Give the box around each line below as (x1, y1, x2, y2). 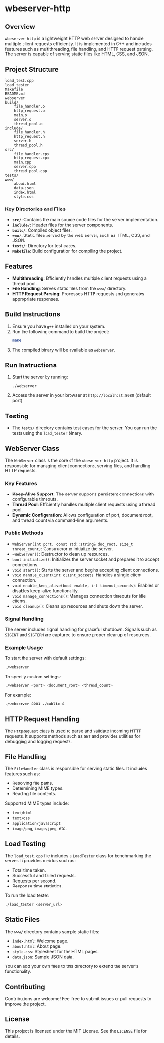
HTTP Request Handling (5, 715, 80, 724)
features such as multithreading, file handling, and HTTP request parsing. (5, 46, 153, 52)
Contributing (5, 983, 45, 991)
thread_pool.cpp (14, 168, 47, 173)
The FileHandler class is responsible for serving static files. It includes (5, 766, 148, 772)
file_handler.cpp (14, 151, 49, 156)
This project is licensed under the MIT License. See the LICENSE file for (5, 1028, 147, 1034)
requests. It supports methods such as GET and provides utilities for (5, 733, 141, 739)
